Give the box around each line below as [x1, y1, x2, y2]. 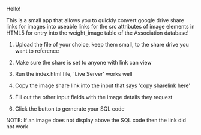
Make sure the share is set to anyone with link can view [14, 59, 152, 66]
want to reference [14, 47, 59, 54]
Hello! [6, 5, 21, 12]
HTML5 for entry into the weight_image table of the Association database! [6, 29, 189, 36]
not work [6, 123, 28, 130]
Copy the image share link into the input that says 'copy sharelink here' [14, 82, 191, 89]
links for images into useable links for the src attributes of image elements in [6, 23, 195, 30]
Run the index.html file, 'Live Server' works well [14, 70, 133, 77]
